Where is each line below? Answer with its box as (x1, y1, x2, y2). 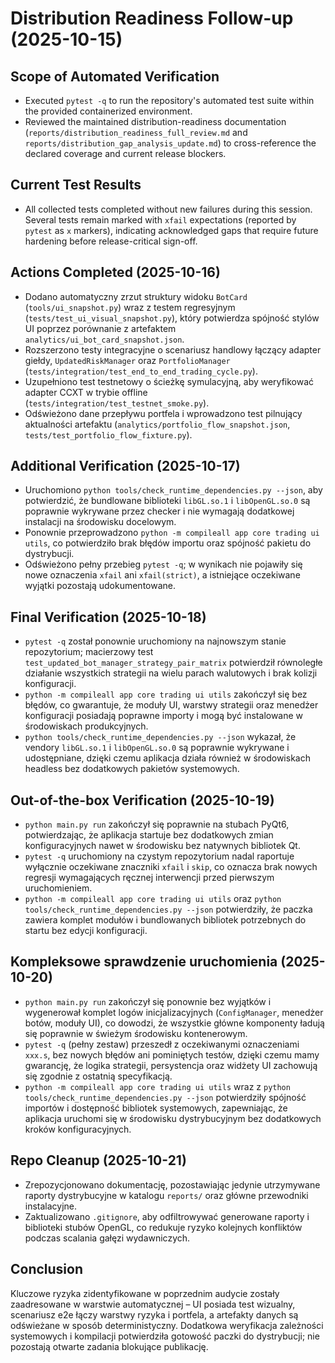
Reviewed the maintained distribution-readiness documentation (24, 116, 287, 127)
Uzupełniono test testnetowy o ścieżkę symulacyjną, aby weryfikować (24, 375, 315, 387)
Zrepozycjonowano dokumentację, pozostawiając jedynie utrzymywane (24, 1178, 321, 1191)
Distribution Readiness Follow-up (10, 7, 294, 30)
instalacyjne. (24, 1200, 78, 1212)
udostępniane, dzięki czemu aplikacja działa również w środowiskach (24, 752, 311, 764)
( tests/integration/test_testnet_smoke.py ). (24, 397, 210, 409)
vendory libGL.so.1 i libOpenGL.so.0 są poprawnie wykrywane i (24, 742, 290, 754)
